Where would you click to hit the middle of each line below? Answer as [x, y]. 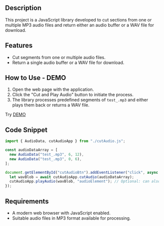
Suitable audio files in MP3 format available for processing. [71, 218]
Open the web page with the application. [53, 89]
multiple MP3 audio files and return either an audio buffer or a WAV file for [80, 25]
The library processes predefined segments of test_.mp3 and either [80, 100]
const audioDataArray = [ [31, 150]
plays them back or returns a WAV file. [51, 105]
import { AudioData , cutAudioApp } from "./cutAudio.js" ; [65, 141]
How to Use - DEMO [36, 78]
